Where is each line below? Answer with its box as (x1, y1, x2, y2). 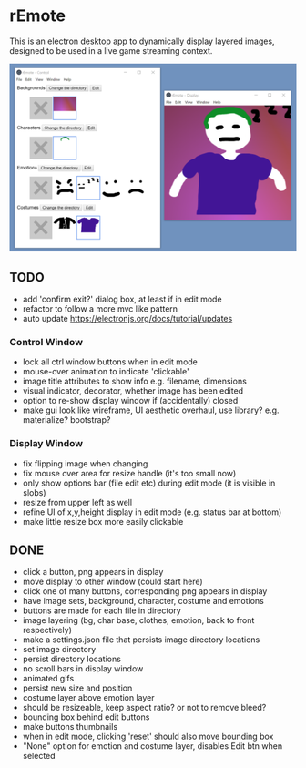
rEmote (9, 5, 66, 26)
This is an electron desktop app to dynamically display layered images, (9, 36, 275, 46)
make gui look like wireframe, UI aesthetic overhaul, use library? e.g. (22, 404, 280, 415)
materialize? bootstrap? (22, 415, 111, 425)
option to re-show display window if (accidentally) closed (22, 395, 239, 406)
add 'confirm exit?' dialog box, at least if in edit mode (22, 293, 222, 304)
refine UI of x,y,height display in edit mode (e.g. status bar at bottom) (22, 507, 282, 517)
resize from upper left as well (22, 497, 133, 507)
